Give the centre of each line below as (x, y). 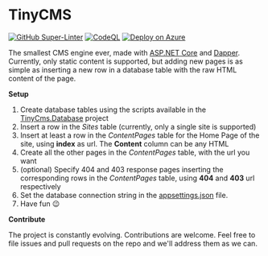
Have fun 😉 (40, 204)
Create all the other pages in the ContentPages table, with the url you (135, 152)
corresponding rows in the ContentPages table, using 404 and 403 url (137, 178)
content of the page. (42, 78)
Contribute (27, 219)
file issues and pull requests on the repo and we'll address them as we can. (133, 243)
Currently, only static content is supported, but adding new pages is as (126, 61)
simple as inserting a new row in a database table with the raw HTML (123, 69)
